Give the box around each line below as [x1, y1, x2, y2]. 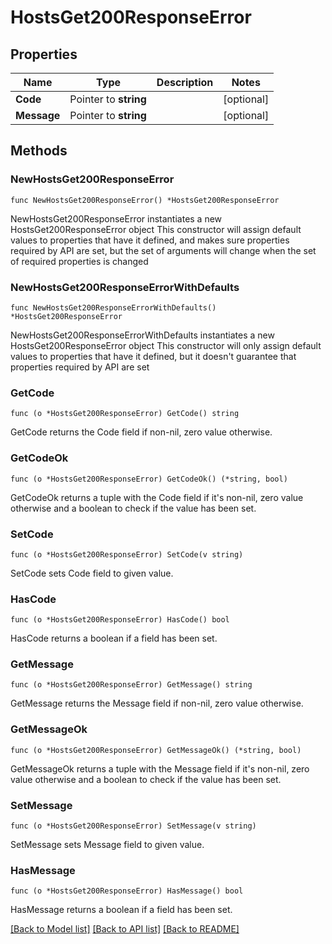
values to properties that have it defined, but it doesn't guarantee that [10, 350, 297, 362]
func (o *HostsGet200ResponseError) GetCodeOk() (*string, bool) [10, 474, 288, 484]
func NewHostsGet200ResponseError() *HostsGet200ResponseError [10, 195, 280, 205]
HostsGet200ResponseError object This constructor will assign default [10, 223, 302, 235]
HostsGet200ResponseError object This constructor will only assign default [10, 339, 322, 351]
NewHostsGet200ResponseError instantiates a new [10, 212, 223, 225]
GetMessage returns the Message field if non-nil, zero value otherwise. [10, 697, 304, 710]
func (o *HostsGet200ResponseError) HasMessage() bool [10, 886, 244, 896]
